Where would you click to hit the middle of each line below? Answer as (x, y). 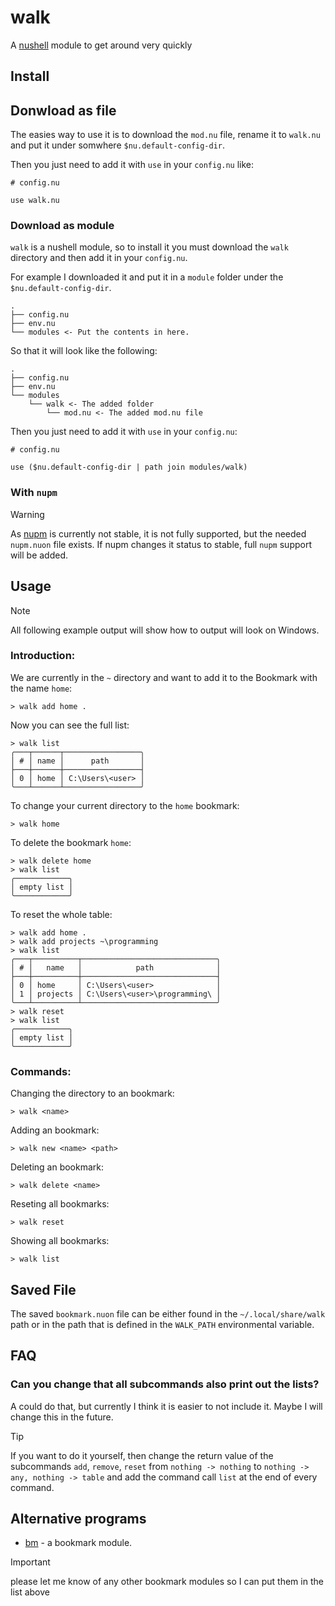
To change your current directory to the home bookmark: (125, 805)
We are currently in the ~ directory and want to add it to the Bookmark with (164, 677)
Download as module (62, 226)
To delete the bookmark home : (71, 842)
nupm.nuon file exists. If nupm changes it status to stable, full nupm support (161, 544)
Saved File (43, 1289)
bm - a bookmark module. (78, 1543)
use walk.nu (35, 201)
